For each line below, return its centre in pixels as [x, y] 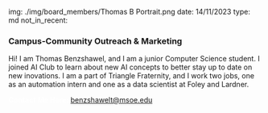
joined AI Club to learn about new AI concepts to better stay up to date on [130, 67]
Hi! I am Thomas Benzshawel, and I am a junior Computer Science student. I [134, 59]
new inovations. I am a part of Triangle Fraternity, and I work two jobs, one [132, 76]
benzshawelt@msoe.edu [111, 100]
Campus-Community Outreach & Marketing [95, 41]
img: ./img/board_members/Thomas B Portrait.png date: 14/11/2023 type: [130, 12]
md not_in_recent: [38, 20]
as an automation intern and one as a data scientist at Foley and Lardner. [129, 85]
